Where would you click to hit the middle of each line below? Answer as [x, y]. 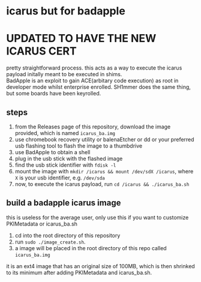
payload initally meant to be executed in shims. [64, 74]
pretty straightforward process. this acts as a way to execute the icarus [94, 68]
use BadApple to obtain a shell [52, 152]
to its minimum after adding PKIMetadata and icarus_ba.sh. [79, 272]
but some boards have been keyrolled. [54, 94]
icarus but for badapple [66, 11]
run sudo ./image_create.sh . [50, 242]
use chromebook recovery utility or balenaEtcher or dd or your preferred [104, 139]
